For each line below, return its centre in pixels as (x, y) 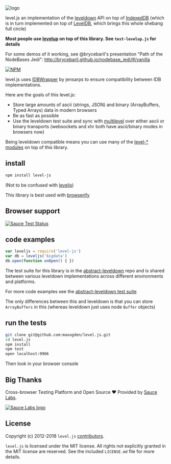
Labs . (11, 397)
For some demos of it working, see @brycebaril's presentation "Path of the (84, 54)
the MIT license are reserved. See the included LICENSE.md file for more (80, 451)
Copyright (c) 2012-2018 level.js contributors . (55, 436)
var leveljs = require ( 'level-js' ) (43, 251)
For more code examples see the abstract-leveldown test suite (71, 291)
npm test (15, 349)
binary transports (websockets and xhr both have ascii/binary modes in (88, 126)
